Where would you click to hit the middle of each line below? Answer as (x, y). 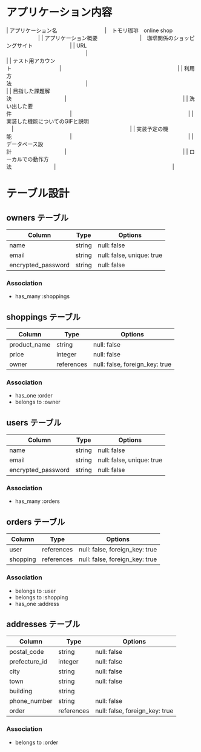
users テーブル (34, 423)
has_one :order (34, 396)
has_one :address (37, 604)
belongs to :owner (38, 402)
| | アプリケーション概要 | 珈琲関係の (106, 38)
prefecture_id (28, 662)
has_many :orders (38, 501)
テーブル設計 (38, 194)
